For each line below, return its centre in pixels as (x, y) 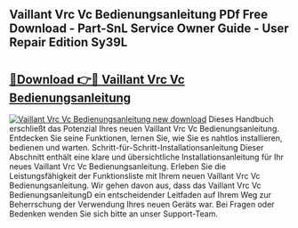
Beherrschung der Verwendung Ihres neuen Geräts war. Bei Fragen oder (142, 204)
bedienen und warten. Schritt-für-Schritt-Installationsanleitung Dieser (137, 147)
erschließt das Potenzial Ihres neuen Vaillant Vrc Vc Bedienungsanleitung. (145, 129)
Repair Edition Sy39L (68, 42)
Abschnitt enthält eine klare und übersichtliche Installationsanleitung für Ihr (147, 157)
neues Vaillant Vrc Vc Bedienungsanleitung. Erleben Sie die (118, 167)
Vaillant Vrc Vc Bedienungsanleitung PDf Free (139, 15)
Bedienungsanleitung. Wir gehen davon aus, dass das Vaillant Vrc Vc (135, 185)
